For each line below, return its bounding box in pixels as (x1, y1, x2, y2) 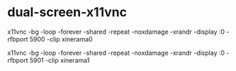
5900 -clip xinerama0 (29, 34, 94, 43)
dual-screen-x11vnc (7, 4, 128, 20)
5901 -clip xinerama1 (29, 56, 90, 64)
